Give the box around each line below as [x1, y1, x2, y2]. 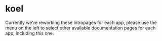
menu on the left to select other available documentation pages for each [5, 24, 156, 30]
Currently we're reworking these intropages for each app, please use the [5, 19, 157, 25]
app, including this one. [5, 30, 54, 36]
